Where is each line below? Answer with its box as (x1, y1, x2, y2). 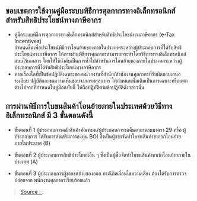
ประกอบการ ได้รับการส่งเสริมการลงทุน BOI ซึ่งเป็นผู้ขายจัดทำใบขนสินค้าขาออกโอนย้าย (14, 132, 182, 140)
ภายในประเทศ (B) (14, 140, 51, 147)
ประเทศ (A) (14, 158, 38, 165)
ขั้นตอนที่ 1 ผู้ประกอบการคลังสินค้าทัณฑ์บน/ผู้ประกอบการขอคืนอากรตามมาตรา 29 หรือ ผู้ (14, 126, 186, 133)
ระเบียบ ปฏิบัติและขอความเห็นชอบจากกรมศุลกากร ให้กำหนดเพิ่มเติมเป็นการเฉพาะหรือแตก (14, 77, 188, 84)
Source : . (20, 188, 44, 195)
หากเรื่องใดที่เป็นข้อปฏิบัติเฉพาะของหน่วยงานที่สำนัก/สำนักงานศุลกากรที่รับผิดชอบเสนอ (14, 70, 181, 77)
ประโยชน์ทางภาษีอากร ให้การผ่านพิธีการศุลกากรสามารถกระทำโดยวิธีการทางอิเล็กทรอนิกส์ (14, 50, 186, 57)
